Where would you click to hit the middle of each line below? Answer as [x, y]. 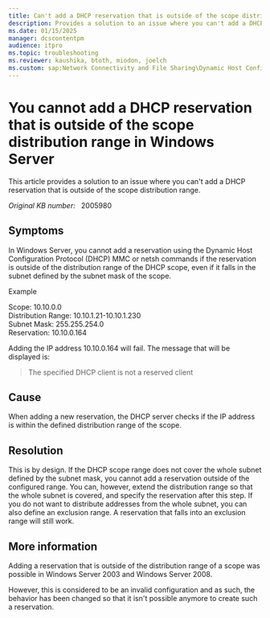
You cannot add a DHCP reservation [131, 107]
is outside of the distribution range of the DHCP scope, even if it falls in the [132, 267]
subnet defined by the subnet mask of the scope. [90, 276]
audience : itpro [35, 46]
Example [23, 291]
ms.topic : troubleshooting [53, 53]
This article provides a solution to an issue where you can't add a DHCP [127, 181]
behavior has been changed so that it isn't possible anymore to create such [133, 598]
